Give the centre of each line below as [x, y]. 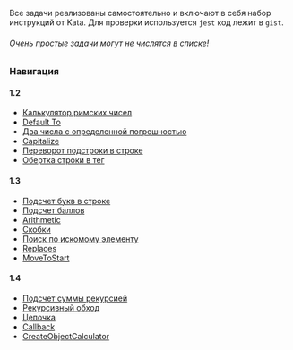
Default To [41, 122]
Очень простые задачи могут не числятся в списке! [109, 43]
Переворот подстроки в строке [82, 150]
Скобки [36, 229]
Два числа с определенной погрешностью [104, 132]
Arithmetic [41, 219]
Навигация [34, 72]
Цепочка [39, 317]
